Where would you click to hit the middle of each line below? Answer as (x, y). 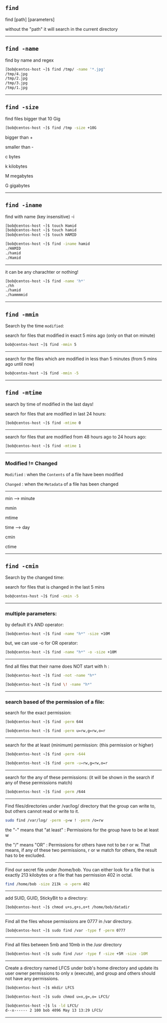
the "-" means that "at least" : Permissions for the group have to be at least (82, 830)
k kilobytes (16, 166)
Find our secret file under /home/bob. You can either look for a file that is (80, 870)
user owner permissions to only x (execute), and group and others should (80, 973)
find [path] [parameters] (30, 19)
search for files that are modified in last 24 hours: (56, 413)
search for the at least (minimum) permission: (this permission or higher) (79, 745)
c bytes (13, 156)
